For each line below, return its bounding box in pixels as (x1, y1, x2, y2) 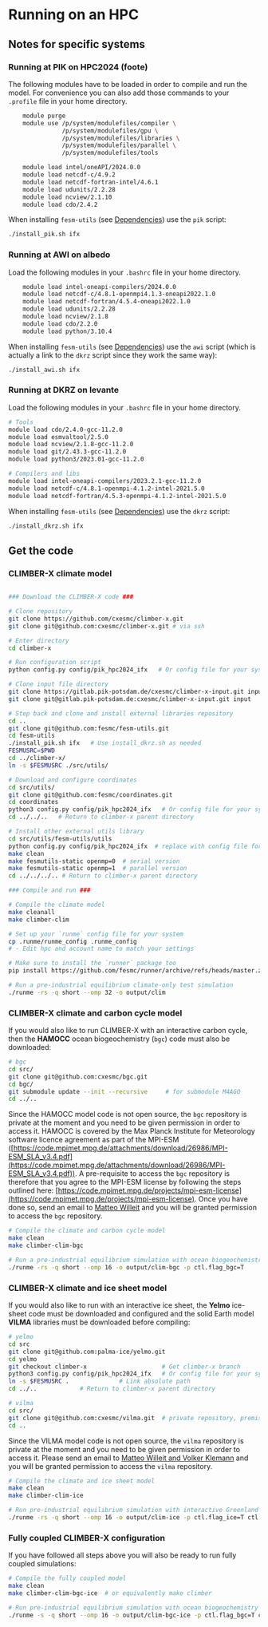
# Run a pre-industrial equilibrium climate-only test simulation (8, 981, 234, 989)
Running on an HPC (8, 6, 140, 24)
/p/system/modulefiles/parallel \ (61, 141, 177, 149)
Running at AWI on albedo (8, 249, 111, 260)
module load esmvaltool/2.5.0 (8, 433, 109, 441)
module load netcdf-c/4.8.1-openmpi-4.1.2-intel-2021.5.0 (8, 485, 205, 493)
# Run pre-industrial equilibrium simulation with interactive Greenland (8, 1506, 259, 1514)
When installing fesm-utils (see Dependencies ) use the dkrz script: (8, 506, 231, 516)
